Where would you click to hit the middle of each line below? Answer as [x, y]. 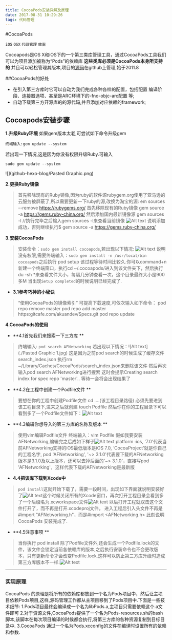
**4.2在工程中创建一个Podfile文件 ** [52, 390]
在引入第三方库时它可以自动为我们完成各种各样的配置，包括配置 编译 [85, 89]
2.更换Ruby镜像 [22, 184]
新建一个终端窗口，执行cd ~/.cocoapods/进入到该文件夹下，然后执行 [90, 268]
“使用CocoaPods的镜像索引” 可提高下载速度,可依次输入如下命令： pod [92, 303]
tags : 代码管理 [20, 20]
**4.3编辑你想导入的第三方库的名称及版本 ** [60, 424]
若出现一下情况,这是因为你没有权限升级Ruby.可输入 [59, 154]
